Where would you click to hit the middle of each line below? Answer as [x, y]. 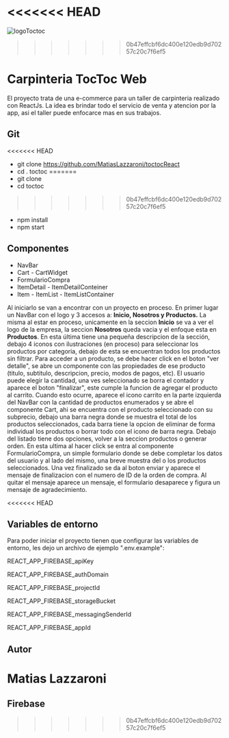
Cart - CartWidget [42, 272]
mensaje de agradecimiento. [47, 489]
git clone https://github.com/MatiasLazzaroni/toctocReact [98, 164]
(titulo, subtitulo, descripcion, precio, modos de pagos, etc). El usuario [106, 373]
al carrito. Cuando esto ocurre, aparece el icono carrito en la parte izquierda [114, 395]
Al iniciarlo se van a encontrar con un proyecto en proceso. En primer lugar [113, 307]
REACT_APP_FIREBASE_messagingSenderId [69, 615]
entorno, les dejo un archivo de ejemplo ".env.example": [86, 548]
